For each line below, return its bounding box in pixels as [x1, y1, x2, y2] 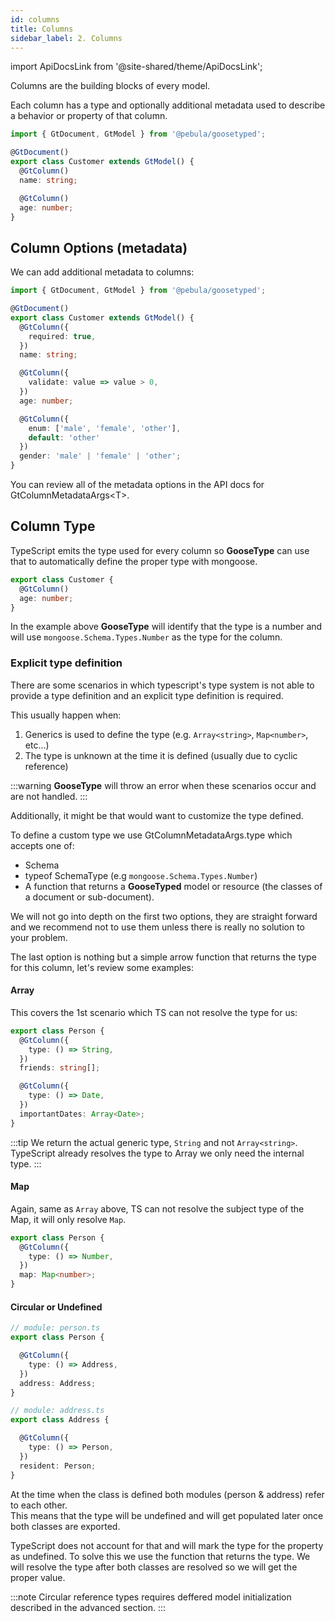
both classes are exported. [10, 1520, 121, 1532]
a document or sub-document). [24, 891, 155, 903]
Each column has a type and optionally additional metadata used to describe [10, 99, 326, 111]
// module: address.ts [10, 1406, 105, 1416]
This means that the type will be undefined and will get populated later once [10, 1509, 324, 1521]
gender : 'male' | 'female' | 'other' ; [19, 451, 182, 461]
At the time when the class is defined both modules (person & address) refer [10, 1488, 325, 1500]
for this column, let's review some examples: [10, 961, 194, 973]
